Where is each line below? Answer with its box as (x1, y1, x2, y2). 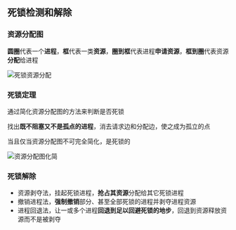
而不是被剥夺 (23, 215, 61, 224)
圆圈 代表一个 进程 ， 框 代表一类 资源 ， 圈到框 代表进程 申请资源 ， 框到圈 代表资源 (7, 46, 229, 55)
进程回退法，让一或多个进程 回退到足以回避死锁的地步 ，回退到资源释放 (17, 206, 221, 215)
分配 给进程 (7, 56, 39, 64)
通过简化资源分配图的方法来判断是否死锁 (7, 107, 124, 115)
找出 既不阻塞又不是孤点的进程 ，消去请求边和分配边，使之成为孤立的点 (7, 122, 211, 130)
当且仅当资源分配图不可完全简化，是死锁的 (7, 136, 131, 146)
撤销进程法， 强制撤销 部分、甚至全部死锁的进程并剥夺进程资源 (17, 198, 197, 206)
